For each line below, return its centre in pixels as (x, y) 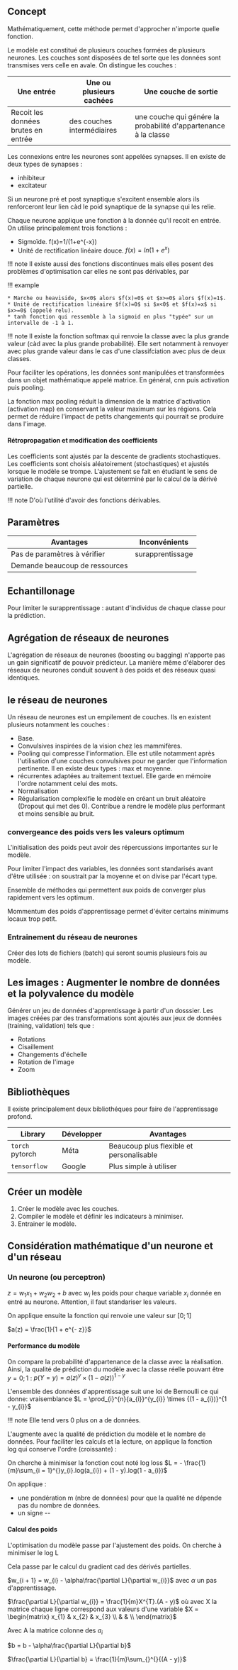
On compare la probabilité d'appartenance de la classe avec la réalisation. (115, 1361)
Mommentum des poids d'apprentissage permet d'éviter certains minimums (118, 912)
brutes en (27, 130)
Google (74, 1166)
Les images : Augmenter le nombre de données (114, 982)
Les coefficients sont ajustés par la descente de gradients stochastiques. (114, 456)
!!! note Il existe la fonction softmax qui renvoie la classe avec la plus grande (118, 336)
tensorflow (29, 1167)
